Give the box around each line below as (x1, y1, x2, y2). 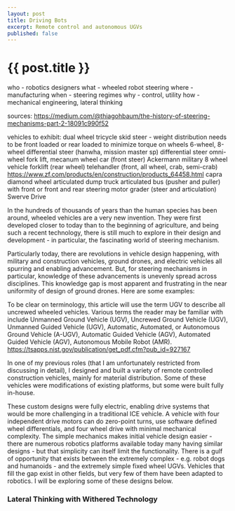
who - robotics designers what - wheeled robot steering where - (7, 84, 194, 92)
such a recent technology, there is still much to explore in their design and (7, 229, 221, 237)
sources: (7, 112, 33, 120)
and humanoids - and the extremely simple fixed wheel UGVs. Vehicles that (7, 462, 225, 470)
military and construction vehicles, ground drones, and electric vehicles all (7, 257, 222, 265)
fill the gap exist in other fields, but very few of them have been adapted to (7, 470, 223, 478)
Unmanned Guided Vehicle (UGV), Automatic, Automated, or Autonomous (7, 323, 220, 331)
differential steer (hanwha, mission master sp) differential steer (26, 148, 208, 157)
